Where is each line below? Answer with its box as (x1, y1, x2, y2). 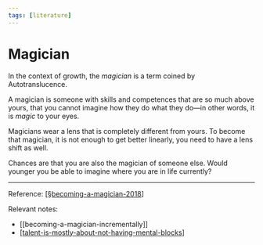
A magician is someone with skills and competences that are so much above (8, 95, 254, 104)
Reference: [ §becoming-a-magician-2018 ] (8, 189, 145, 198)
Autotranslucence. (8, 79, 68, 88)
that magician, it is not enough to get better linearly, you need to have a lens (8, 135, 253, 144)
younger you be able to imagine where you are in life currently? (8, 166, 212, 176)
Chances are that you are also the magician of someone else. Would (8, 158, 229, 168)
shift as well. (8, 142, 49, 153)
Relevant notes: (8, 204, 59, 214)
